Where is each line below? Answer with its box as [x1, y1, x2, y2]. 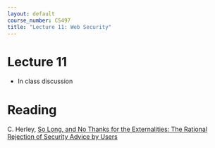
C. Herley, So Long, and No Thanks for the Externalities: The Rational [7, 125, 208, 134]
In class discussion [17, 77, 73, 85]
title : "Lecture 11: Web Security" [7, 23, 112, 30]
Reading [7, 101, 57, 118]
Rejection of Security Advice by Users [7, 132, 118, 141]
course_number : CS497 [7, 17, 71, 24]
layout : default [7, 10, 55, 18]
